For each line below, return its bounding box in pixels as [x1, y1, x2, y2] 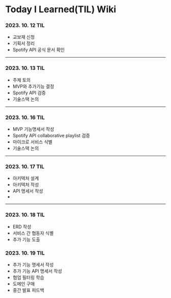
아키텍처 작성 [12, 182, 39, 188]
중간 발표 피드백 [12, 287, 44, 293]
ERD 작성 [12, 224, 32, 230]
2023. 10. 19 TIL [5, 249, 45, 256]
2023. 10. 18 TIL [5, 211, 45, 218]
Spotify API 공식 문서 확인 [12, 47, 65, 53]
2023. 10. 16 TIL [5, 114, 45, 121]
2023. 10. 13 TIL [5, 65, 45, 72]
